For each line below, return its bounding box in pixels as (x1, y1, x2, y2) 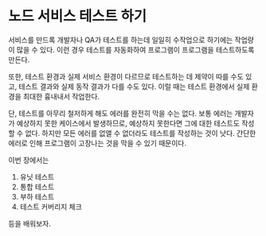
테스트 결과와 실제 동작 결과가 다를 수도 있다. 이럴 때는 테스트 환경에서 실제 (18, 81, 250, 91)
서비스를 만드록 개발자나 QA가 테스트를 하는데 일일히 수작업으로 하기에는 (8, 35, 233, 44)
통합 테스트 (19, 182, 55, 192)
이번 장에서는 (8, 155, 49, 164)
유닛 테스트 (19, 172, 55, 181)
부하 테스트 (19, 192, 55, 201)
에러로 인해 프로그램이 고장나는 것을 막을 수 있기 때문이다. (8, 138, 187, 148)
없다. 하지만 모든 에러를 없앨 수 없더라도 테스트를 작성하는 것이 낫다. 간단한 (25, 128, 256, 137)
